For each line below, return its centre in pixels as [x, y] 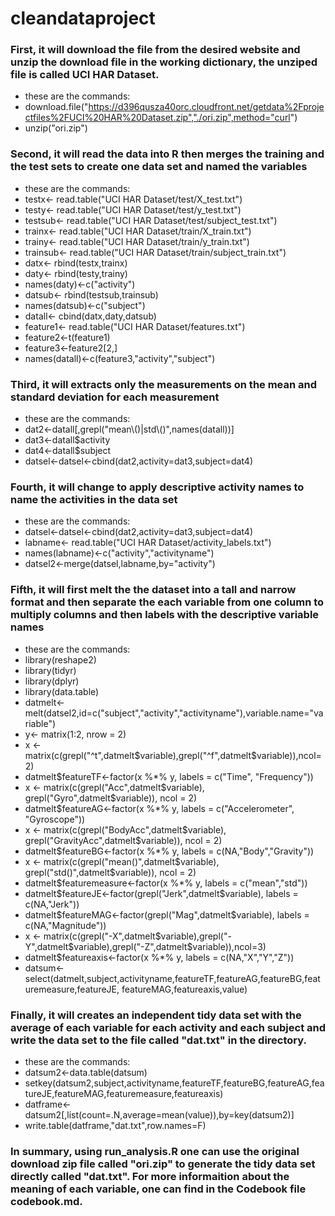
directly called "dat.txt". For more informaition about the [150, 1176]
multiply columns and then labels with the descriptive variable [165, 615]
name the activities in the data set [94, 499]
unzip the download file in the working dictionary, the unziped [164, 62]
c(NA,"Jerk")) [52, 904]
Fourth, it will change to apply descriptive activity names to [157, 487]
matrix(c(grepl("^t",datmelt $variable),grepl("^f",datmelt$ [140, 755]
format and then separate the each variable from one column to [167, 602]
